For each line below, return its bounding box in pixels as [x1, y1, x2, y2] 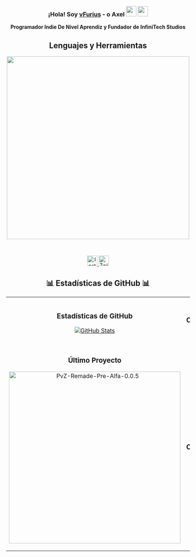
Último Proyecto [68, 356, 122, 365]
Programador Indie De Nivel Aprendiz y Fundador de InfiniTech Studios [10, 23, 185, 30]
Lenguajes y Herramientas [48, 40, 148, 50]
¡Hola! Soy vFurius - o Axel [48, 10, 125, 18]
